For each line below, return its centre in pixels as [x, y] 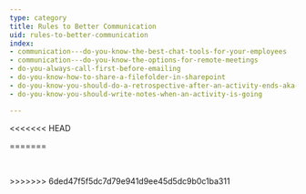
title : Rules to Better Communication [83, 26]
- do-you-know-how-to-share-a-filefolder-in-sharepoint [117, 77]
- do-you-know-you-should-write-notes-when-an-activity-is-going [136, 94]
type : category [38, 18]
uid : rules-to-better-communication [79, 35]
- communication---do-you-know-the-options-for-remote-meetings [134, 60]
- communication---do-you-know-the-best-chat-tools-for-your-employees [148, 52]
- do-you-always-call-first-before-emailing [95, 69]
